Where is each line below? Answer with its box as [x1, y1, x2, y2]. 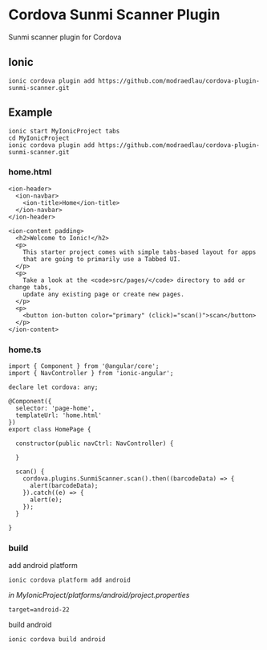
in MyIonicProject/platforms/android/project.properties [8, 591, 190, 600]
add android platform [8, 561, 78, 570]
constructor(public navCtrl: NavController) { [15, 439, 174, 448]
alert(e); [29, 496, 63, 504]
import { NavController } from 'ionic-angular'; [8, 370, 174, 378]
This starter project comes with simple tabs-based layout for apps [22, 247, 257, 256]
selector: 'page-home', [15, 404, 95, 413]
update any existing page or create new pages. [22, 290, 184, 298]
